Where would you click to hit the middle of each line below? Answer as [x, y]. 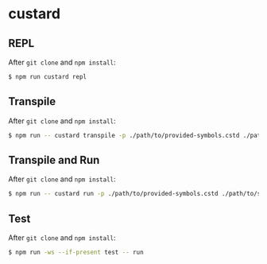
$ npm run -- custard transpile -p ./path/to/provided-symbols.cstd [124, 135]
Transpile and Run [54, 160]
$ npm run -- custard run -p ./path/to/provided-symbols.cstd [113, 194]
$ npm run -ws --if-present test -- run [76, 252]
